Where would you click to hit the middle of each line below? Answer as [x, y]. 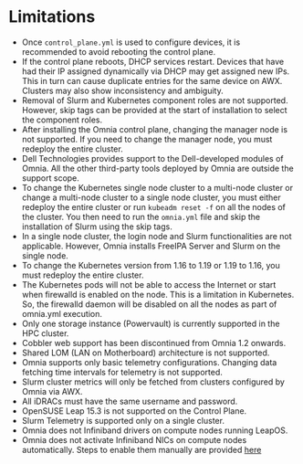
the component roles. [62, 120]
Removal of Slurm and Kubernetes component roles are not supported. [155, 100]
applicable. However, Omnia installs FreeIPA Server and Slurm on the [151, 246]
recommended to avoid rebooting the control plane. [119, 51]
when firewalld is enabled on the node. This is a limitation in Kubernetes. [158, 294]
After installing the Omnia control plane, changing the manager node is [155, 129]
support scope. [50, 178]
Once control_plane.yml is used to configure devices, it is [131, 42]
